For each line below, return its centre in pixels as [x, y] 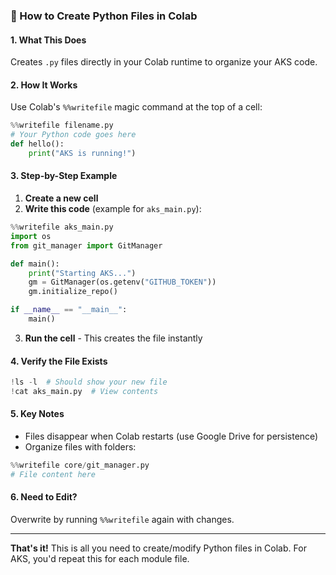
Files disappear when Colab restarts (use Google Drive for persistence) [171, 436]
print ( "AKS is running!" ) [82, 153]
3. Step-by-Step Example [64, 176]
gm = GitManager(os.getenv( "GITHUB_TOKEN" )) [122, 282]
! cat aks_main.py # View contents [84, 391]
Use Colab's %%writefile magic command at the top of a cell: [136, 107]
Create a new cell [61, 198]
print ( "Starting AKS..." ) [82, 273]
